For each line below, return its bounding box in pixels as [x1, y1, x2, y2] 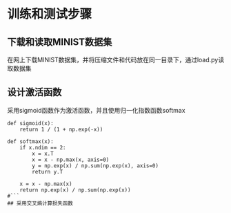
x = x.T [32, 150, 54, 157]
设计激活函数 [7, 86, 62, 98]
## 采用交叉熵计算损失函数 [7, 200, 74, 207]
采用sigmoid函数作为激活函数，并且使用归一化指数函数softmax [7, 106, 185, 114]
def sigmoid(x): [7, 120, 54, 127]
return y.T [32, 168, 63, 175]
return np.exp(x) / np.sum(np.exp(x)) [19, 186, 131, 194]
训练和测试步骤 [7, 6, 92, 22]
